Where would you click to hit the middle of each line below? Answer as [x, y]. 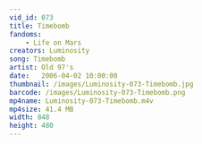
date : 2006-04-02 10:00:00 [63, 76]
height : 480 [31, 126]
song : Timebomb [38, 59]
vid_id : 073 [31, 17]
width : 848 [29, 117]
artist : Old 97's [42, 68]
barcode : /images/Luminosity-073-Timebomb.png [97, 92]
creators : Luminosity [50, 51]
